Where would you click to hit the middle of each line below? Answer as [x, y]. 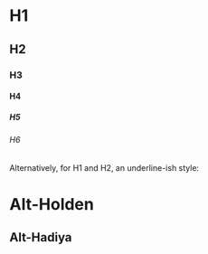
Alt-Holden [52, 204]
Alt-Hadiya [41, 237]
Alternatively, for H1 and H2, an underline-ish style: [104, 167]
